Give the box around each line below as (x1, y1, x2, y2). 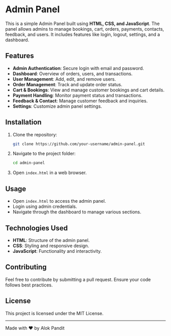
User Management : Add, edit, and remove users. (12, 76, 116, 82)
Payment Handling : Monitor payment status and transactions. (12, 92, 142, 98)
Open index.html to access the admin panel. (12, 198, 106, 204)
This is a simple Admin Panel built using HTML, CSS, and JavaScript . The (5, 20, 160, 27)
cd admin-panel (12, 160, 45, 165)
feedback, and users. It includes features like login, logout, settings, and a (5, 31, 160, 37)
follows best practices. (5, 282, 53, 288)
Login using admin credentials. (12, 203, 77, 210)
